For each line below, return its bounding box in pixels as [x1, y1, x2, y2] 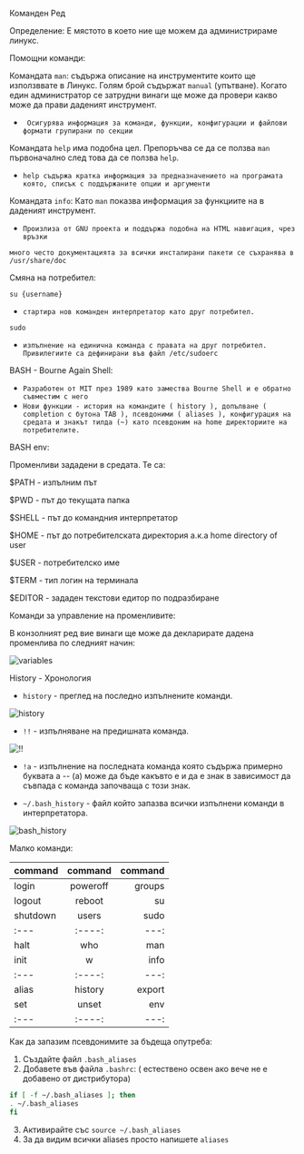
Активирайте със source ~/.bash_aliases [22, 1124, 181, 1135]
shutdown [14, 909, 57, 922]
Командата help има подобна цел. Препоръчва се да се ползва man [9, 143, 270, 153]
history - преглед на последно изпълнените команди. [22, 691, 233, 701]
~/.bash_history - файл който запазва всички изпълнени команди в [22, 798, 285, 808]
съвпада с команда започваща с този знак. [22, 780, 191, 791]
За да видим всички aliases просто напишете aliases [22, 1133, 230, 1145]
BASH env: [9, 441, 50, 452]
